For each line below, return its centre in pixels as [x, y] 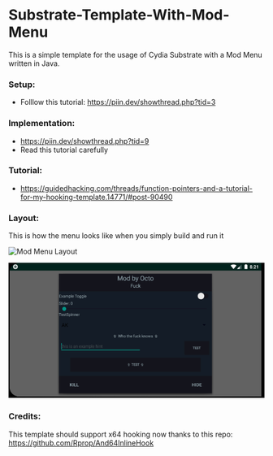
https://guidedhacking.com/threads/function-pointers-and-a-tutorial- [136, 188]
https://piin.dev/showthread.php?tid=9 [84, 141]
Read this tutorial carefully [64, 150]
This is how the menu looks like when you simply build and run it [116, 236]
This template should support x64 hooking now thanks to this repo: [121, 434]
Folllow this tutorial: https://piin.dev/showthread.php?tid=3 [118, 102]
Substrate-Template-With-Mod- [119, 15]
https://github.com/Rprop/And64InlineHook [81, 443]
